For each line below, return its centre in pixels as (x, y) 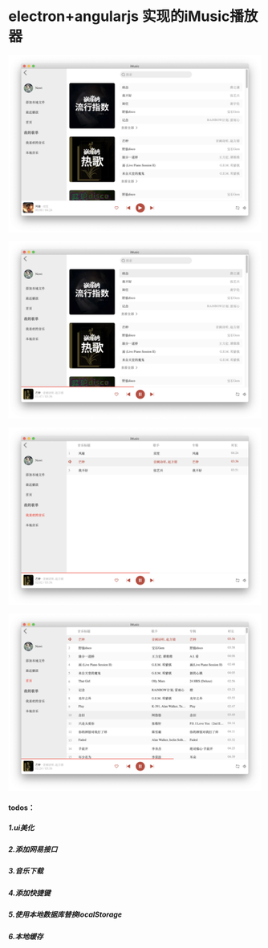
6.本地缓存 (26, 936)
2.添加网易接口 (33, 849)
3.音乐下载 (26, 871)
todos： (22, 808)
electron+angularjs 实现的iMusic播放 (133, 16)
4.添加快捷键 (29, 893)
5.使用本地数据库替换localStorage (65, 914)
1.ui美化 (21, 828)
